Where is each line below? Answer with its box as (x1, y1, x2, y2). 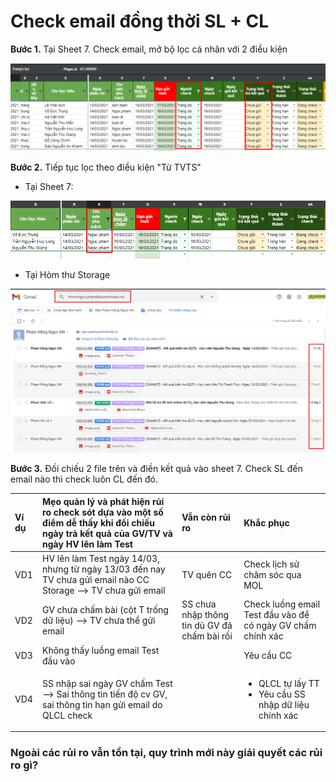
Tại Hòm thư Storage (24, 269, 111, 280)
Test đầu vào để (243, 609, 310, 621)
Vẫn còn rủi (181, 511, 231, 524)
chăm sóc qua (243, 568, 302, 580)
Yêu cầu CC (243, 650, 293, 662)
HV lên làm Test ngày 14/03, (42, 553, 160, 565)
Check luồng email (243, 598, 321, 610)
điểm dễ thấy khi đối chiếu (42, 516, 156, 529)
